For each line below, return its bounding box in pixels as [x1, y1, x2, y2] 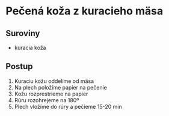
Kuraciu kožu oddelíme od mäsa [14, 77, 94, 85]
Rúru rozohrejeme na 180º [14, 96, 79, 103]
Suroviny [5, 28, 40, 38]
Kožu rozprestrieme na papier [14, 90, 88, 97]
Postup [5, 61, 34, 72]
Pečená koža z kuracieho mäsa [5, 4, 164, 18]
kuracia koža [14, 44, 46, 51]
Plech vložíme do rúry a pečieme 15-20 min [14, 103, 122, 110]
